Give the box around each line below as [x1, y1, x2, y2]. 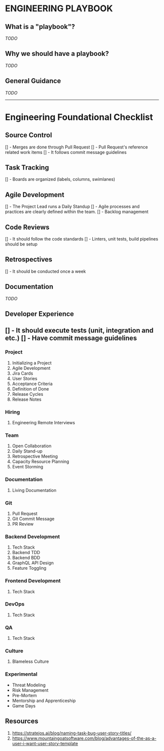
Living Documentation [12, 487, 57, 493]
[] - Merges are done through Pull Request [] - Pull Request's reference [5, 144, 148, 150]
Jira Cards [12, 370, 33, 376]
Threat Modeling [12, 682, 46, 688]
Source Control [5, 131, 52, 140]
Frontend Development [5, 578, 61, 584]
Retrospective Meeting [12, 454, 58, 460]
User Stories [12, 375, 38, 381]
